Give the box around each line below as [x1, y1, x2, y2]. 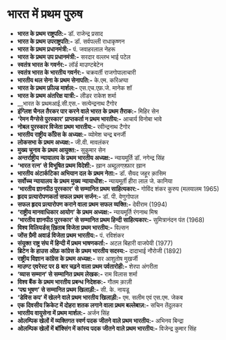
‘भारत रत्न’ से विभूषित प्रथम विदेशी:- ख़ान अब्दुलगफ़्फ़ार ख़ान [17, 161, 147, 170]
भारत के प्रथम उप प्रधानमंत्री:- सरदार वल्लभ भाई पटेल [17, 52, 131, 61]
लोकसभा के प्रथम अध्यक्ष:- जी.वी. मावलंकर [17, 138, 109, 146]
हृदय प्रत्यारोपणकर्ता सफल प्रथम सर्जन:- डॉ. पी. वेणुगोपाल [17, 192, 139, 201]
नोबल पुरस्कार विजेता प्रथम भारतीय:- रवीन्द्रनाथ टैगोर [17, 122, 131, 130]
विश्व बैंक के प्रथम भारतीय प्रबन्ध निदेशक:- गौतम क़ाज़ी [17, 277, 133, 286]
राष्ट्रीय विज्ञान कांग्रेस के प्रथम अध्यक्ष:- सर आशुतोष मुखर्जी [17, 254, 138, 263]
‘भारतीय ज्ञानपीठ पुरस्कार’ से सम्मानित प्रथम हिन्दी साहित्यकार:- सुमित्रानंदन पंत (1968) [17, 215, 205, 223]
